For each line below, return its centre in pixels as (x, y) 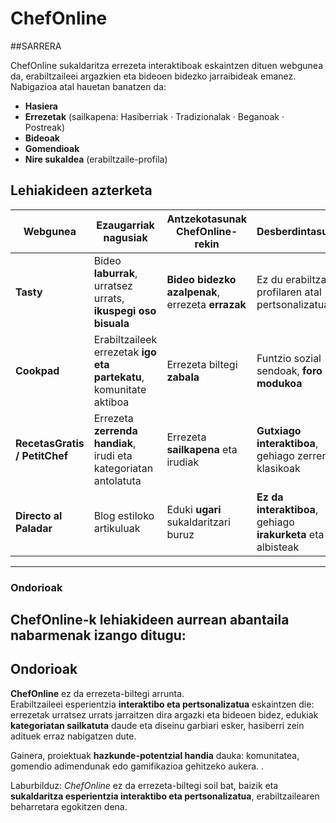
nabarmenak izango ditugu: (98, 635)
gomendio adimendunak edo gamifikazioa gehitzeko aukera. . (137, 766)
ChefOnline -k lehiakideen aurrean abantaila (150, 620)
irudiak (183, 462)
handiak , (115, 443)
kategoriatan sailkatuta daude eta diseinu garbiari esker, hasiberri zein (157, 725)
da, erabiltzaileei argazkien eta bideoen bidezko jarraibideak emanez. (153, 76)
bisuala (111, 323)
